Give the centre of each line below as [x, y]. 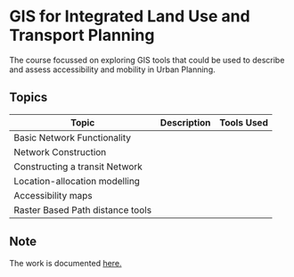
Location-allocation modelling [77, 181]
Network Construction [60, 151]
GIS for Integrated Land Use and [130, 16]
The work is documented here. [65, 263]
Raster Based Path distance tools [83, 209]
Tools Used [244, 122]
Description [185, 122]
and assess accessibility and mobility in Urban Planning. [112, 69]
